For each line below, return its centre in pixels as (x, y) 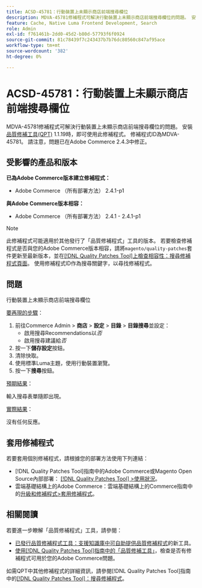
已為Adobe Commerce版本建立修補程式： (58, 178)
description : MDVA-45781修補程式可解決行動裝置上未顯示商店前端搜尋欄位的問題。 (98, 17)
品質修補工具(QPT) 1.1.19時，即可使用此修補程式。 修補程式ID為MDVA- (93, 134)
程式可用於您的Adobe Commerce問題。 (69, 558)
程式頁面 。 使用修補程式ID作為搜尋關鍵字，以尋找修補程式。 (81, 263)
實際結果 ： (20, 409)
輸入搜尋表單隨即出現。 (35, 396)
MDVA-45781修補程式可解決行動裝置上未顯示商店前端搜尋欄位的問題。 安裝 (99, 127)
